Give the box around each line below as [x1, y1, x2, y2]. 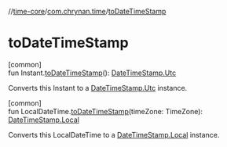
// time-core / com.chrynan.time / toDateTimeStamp [8, 7, 167, 16]
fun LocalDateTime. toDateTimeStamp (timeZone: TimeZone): [8, 106, 203, 116]
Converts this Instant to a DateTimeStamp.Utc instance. [8, 83, 188, 92]
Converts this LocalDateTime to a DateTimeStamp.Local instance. [8, 130, 220, 139]
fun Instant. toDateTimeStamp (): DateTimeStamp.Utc [8, 68, 177, 77]
